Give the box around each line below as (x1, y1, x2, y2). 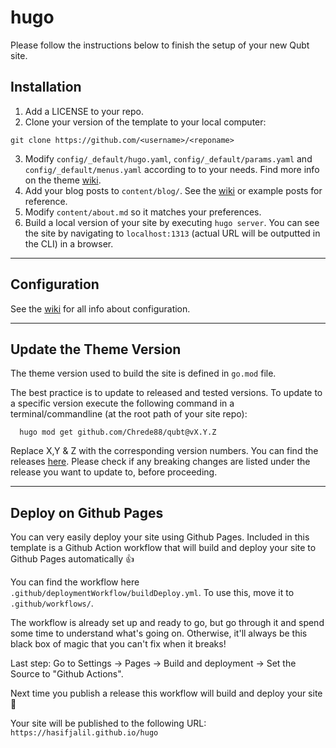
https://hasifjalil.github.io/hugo (10, 728, 159, 738)
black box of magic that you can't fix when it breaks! (10, 638, 227, 650)
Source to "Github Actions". (10, 668, 124, 680)
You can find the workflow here (10, 576, 140, 588)
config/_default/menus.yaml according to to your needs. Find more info (24, 163, 320, 175)
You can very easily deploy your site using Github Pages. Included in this (10, 531, 310, 543)
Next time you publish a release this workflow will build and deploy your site (10, 687, 323, 700)
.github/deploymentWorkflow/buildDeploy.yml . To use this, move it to (10, 587, 295, 599)
